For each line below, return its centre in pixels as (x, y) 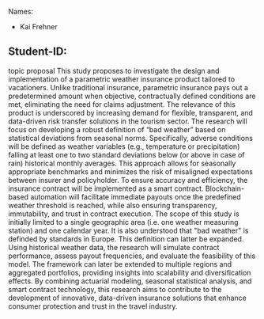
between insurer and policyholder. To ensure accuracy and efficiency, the (128, 180)
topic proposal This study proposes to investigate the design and (114, 70)
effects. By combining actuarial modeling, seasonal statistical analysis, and (130, 281)
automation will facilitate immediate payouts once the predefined (136, 196)
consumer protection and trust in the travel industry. (93, 306)
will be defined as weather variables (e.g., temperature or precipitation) (124, 146)
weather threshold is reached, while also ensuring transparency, (113, 205)
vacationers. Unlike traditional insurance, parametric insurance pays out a (128, 87)
